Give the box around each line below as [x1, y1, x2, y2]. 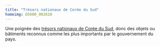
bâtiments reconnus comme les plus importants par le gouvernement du [5, 31, 154, 37]
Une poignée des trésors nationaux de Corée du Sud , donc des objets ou [5, 25, 156, 31]
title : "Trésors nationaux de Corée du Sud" [5, 7, 99, 12]
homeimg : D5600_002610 [5, 12, 52, 17]
